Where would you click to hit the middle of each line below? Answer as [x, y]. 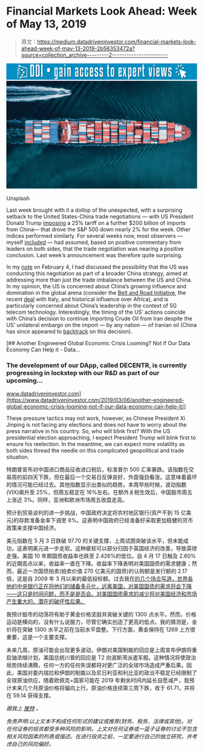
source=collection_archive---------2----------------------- [94, 55]
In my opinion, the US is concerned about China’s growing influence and [96, 286]
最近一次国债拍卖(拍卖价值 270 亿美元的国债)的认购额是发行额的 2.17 [102, 571]
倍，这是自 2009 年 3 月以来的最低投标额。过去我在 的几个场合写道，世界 [97, 579]
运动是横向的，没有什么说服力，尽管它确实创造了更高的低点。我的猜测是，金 [102, 622]
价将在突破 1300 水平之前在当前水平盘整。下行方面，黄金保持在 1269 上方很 [101, 630]
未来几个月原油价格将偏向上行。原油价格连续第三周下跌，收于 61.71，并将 [103, 688]
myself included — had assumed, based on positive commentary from [94, 242]
